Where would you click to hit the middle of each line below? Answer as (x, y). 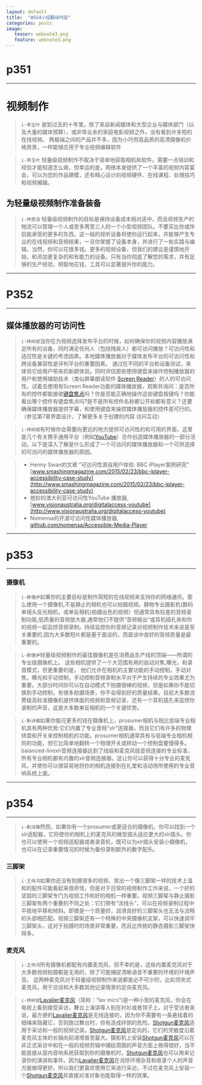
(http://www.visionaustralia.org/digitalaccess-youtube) (98, 511)
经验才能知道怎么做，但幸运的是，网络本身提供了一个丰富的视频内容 (105, 167)
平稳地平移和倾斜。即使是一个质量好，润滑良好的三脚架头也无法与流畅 (108, 910)
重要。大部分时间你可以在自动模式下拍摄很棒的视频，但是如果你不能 (105, 685)
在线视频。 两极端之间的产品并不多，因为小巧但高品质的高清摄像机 (103, 139)
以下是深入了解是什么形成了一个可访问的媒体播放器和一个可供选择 (113, 444)
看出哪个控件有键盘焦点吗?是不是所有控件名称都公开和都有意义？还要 (106, 401)
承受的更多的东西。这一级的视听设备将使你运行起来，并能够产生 (111, 234)
